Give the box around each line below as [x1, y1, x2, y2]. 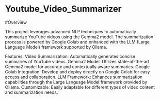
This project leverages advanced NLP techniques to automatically [5, 28, 137, 34]
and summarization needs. [5, 89, 58, 95]
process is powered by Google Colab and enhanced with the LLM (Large [5, 39, 150, 44]
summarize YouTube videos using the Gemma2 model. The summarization [5, 34, 154, 40]
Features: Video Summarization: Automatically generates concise [5, 53, 136, 59]
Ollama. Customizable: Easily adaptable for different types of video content [5, 84, 155, 90]
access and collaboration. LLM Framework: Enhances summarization [5, 74, 143, 80]
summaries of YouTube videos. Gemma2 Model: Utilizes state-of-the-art [5, 58, 149, 64]
